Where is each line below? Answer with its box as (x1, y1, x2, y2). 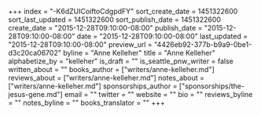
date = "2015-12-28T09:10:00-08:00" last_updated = (76, 31, 248, 41)
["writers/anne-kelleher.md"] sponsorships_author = (8, 81, 178, 91)
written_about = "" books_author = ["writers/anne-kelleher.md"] (8, 65, 215, 74)
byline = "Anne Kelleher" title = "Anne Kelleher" (62, 49, 216, 57)
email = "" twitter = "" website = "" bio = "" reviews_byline (64, 90, 253, 99)
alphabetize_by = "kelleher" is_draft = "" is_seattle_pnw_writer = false (8, 56, 233, 66)
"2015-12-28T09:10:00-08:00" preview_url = (8, 40, 153, 49)
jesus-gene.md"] (8, 90, 63, 99)
